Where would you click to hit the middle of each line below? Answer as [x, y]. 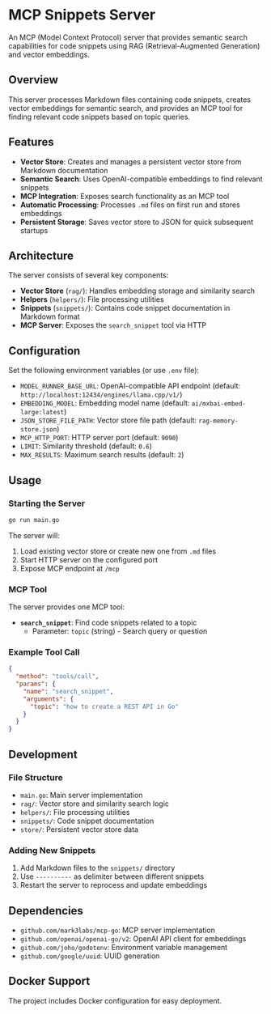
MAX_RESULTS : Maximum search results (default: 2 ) [102, 455]
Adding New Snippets [52, 850]
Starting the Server [47, 503]
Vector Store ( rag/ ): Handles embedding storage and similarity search [137, 291]
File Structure [36, 777]
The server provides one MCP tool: [67, 607]
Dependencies [46, 911]
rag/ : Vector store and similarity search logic [95, 804]
